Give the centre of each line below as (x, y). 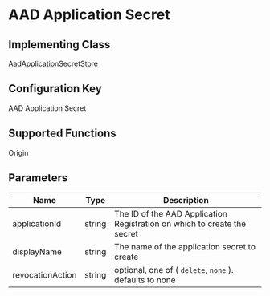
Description (186, 201)
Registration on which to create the (180, 224)
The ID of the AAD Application (170, 214)
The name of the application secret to (184, 247)
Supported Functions (62, 134)
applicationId (37, 224)
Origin (18, 152)
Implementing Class (59, 45)
